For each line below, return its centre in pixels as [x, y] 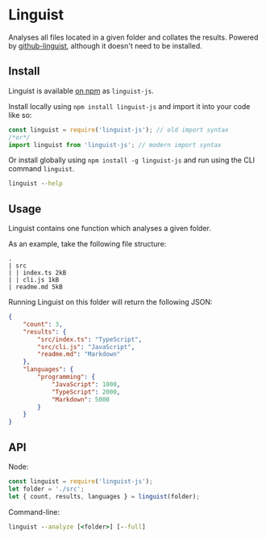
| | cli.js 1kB [34, 280]
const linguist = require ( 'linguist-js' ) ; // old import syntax [118, 130]
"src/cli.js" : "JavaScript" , [86, 347]
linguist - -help [35, 183]
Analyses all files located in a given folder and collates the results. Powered [133, 37]
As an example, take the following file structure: [87, 244]
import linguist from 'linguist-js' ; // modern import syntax [115, 145]
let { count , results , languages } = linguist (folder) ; [104, 496]
